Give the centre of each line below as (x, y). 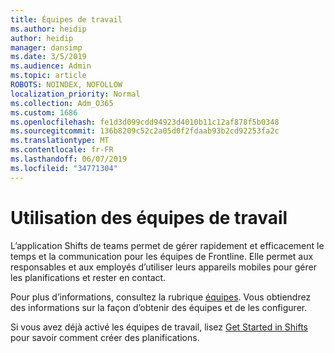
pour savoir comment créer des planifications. (105, 337)
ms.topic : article (48, 76)
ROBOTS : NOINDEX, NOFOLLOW (66, 85)
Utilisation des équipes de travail (149, 217)
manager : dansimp (46, 47)
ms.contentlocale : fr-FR (62, 150)
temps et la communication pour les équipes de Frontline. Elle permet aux (162, 256)
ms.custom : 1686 (44, 112)
